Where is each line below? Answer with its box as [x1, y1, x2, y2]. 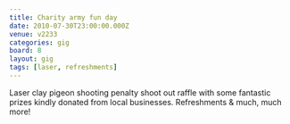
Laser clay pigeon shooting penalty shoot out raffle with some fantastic [9, 87, 271, 98]
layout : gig [9, 54, 54, 63]
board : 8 [9, 46, 42, 55]
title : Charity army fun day [9, 12, 118, 22]
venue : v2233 [9, 29, 58, 38]
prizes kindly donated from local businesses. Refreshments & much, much [9, 96, 283, 107]
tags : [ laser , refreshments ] [9, 63, 118, 72]
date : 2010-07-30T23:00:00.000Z [9, 21, 129, 30]
